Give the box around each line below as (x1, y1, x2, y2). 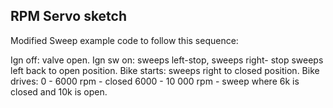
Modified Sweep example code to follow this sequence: (10, 34, 239, 46)
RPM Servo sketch (10, 8, 128, 25)
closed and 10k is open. (10, 85, 108, 98)
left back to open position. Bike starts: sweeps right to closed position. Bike (10, 64, 320, 76)
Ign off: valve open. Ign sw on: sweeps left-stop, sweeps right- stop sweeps (10, 54, 324, 66)
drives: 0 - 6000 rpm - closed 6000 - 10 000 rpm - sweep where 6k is (10, 75, 300, 87)
